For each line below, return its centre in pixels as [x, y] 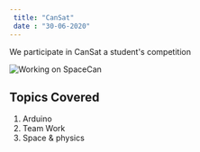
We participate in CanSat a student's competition [100, 51]
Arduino [37, 119]
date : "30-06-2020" [52, 26]
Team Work [44, 129]
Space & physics [54, 138]
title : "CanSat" [44, 18]
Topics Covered [55, 97]
